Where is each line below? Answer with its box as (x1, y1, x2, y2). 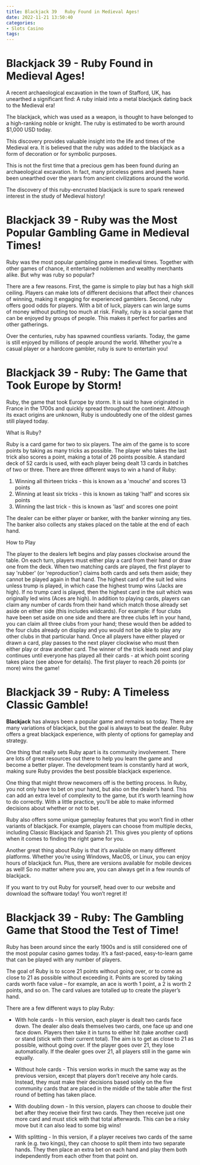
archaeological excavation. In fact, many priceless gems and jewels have (6, 168, 185, 176)
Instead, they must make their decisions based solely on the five (14, 1078, 173, 1086)
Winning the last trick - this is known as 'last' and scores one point (14, 503, 178, 510)
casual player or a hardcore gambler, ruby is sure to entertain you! (6, 345, 168, 352)
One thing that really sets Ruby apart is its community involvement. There (6, 748, 186, 755)
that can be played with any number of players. (6, 956, 122, 963)
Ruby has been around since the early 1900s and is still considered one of (6, 943, 187, 950)
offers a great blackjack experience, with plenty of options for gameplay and (6, 730, 194, 737)
